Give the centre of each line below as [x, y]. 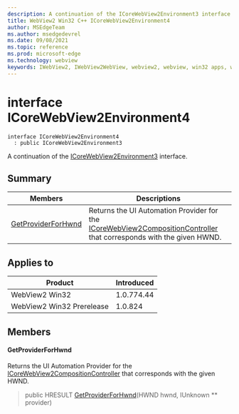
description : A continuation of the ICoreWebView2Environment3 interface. [121, 14]
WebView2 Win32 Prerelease [60, 306]
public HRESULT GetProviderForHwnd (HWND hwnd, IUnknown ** [121, 395]
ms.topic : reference [38, 47]
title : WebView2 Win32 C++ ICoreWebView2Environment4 [89, 21]
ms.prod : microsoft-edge [44, 54]
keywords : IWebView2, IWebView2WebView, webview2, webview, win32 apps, [117, 67]
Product [60, 283]
